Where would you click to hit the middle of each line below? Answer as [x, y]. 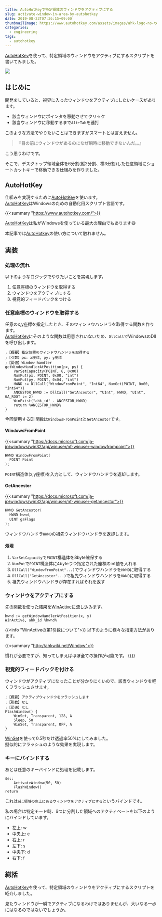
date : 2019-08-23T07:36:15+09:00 [39, 18]
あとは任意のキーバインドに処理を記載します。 [51, 769]
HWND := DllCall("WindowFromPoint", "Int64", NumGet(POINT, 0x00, [82, 384]
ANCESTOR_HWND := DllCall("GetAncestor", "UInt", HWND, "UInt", [80, 393]
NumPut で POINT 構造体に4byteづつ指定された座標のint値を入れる [74, 564]
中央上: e [21, 834]
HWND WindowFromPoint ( [28, 455]
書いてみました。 [22, 62]
